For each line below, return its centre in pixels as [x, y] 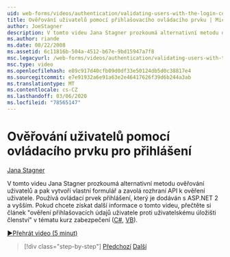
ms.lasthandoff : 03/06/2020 [47, 97]
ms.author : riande [33, 39]
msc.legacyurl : [29, 58]
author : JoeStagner [35, 26]
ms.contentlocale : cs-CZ [42, 90]
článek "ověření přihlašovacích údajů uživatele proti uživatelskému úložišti [112, 212]
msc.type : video [30, 64]
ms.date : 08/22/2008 [37, 45]
